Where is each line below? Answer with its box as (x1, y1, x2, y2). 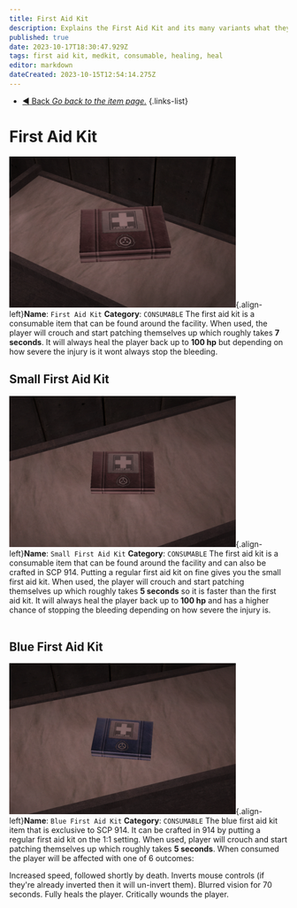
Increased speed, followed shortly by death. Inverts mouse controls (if (9, 870, 265, 881)
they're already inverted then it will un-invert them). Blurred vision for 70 (9, 880, 272, 890)
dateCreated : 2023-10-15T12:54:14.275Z (9, 71, 156, 80)
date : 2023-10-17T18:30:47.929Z (9, 42, 128, 51)
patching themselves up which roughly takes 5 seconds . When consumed (9, 843, 280, 854)
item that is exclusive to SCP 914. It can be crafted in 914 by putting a (9, 825, 261, 835)
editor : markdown (9, 61, 73, 70)
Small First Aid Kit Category (49, 548, 164, 558)
